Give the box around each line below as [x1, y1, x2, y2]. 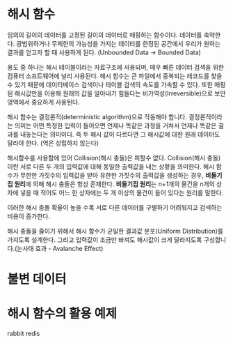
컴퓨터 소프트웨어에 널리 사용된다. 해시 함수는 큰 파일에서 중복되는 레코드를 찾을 [7, 71, 223, 80]
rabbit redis [7, 329, 40, 338]
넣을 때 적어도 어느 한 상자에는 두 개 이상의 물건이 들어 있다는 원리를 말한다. [19, 188, 224, 197]
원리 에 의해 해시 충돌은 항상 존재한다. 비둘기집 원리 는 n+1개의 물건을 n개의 [14, 179, 215, 188]
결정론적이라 [188, 112, 223, 121]
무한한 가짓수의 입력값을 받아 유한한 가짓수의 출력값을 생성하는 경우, [19, 171, 204, 179]
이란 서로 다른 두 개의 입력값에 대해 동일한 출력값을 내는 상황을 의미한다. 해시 [7, 162, 215, 171]
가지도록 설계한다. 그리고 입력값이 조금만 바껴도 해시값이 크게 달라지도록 [7, 235, 202, 244]
